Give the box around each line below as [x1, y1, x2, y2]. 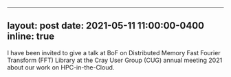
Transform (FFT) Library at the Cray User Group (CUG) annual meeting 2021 [7, 56, 223, 64]
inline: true [7, 31, 55, 42]
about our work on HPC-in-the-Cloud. [7, 63, 115, 72]
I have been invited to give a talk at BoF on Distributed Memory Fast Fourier [7, 48, 221, 57]
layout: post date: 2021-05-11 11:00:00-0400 [7, 20, 205, 31]
